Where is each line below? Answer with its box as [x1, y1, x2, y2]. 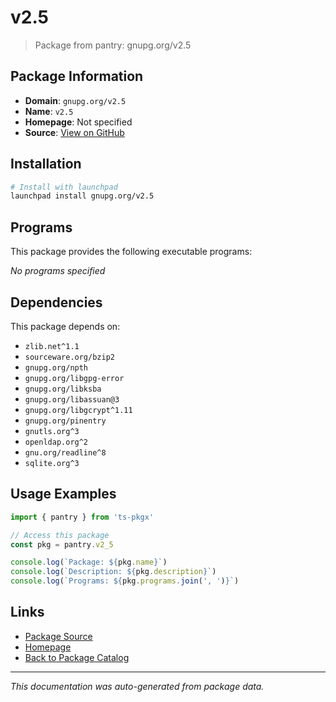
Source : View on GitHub [24, 126, 125, 138]
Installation [10, 156, 82, 173]
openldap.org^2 [24, 437, 89, 447]
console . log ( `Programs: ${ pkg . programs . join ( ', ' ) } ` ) [10, 576, 240, 586]
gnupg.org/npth [24, 362, 89, 373]
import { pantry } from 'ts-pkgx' [10, 512, 155, 522]
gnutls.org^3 [24, 426, 80, 436]
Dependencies [10, 294, 103, 311]
